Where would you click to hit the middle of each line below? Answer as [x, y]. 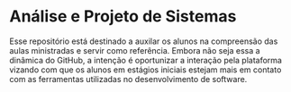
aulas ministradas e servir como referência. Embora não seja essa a [135, 50]
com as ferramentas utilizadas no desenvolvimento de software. [128, 79]
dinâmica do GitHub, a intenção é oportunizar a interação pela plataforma [145, 60]
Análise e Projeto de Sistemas [123, 17]
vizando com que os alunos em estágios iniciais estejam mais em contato [145, 70]
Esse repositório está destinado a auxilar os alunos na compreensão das [144, 41]
